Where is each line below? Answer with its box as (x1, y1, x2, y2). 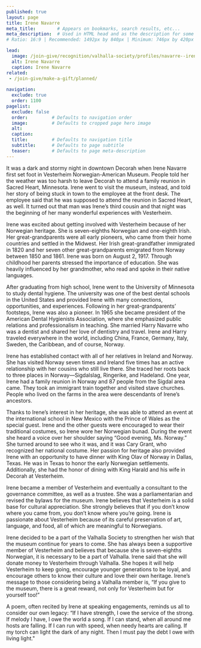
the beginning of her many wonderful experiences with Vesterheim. (6, 209, 172, 216)
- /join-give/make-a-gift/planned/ (8, 76, 98, 82)
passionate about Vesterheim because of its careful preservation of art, (6, 515, 182, 523)
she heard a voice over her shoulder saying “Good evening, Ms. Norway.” (6, 434, 187, 441)
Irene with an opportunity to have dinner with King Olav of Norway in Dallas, (6, 453, 193, 460)
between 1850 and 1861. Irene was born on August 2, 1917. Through (6, 253, 172, 260)
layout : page (6, 14, 39, 20)
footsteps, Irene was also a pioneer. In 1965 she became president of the (6, 308, 185, 316)
